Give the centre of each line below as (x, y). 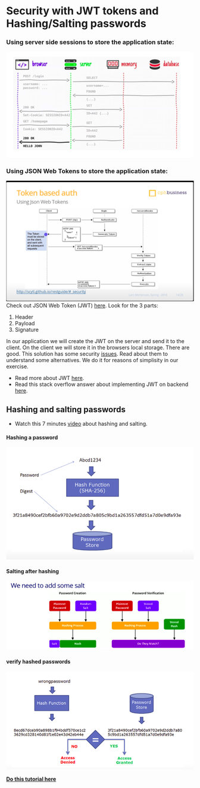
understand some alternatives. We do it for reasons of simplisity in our (92, 360)
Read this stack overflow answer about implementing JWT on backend (101, 384)
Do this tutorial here (31, 779)
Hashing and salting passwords (66, 409)
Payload (25, 324)
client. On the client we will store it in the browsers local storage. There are (98, 348)
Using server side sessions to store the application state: (90, 42)
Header (24, 317)
